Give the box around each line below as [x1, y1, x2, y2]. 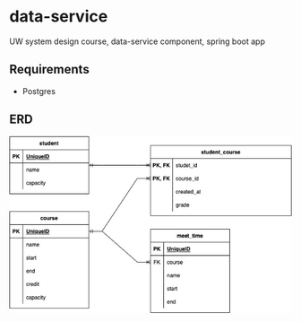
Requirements [9, 62, 90, 77]
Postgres [21, 85, 56, 96]
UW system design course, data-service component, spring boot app [9, 36, 266, 47]
